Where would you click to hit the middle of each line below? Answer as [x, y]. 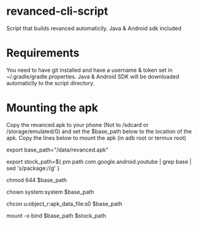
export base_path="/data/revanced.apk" [57, 150]
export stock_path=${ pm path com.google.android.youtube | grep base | [99, 161]
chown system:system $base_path [50, 192]
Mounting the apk [52, 108]
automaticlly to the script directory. [51, 83]
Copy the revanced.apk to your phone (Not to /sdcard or [78, 124]
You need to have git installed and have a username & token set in [89, 70]
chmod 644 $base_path [37, 180]
